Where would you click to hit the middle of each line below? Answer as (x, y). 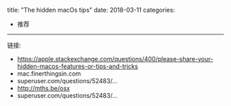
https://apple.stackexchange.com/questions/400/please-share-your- (115, 59)
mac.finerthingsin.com (49, 74)
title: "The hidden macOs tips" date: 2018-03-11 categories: (91, 10)
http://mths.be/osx (43, 88)
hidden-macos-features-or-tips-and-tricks (78, 66)
